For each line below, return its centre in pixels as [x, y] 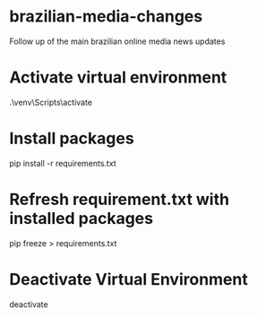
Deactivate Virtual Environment [128, 279]
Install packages [72, 138]
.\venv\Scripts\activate [51, 102]
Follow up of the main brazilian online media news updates [117, 41]
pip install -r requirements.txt [63, 163]
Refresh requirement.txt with [120, 200]
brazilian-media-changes [106, 17]
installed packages [81, 218]
